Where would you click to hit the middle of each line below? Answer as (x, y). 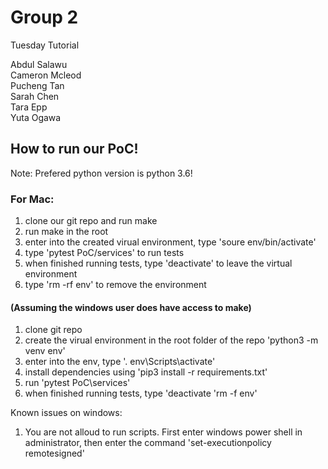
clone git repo (53, 330)
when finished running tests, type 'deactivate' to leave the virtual (158, 263)
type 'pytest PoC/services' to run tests (104, 253)
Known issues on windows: (66, 413)
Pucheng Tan (37, 85)
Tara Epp (29, 107)
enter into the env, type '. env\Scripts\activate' (120, 362)
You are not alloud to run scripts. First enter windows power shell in (163, 432)
